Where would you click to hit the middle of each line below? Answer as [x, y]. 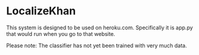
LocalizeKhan [41, 11]
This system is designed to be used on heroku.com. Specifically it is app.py [100, 27]
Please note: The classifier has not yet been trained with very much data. [97, 45]
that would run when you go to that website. [61, 33]
